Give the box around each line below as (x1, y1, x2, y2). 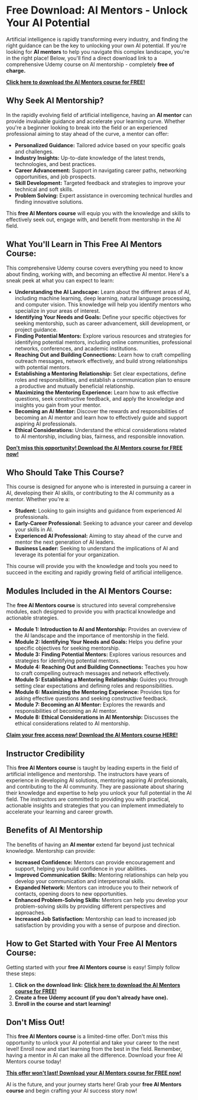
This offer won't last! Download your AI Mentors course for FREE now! (6, 1069, 181, 1076)
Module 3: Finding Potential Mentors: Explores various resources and (14, 651, 187, 658)
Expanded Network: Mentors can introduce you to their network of (14, 884, 179, 891)
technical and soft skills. (14, 186, 74, 193)
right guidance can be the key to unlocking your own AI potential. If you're (6, 42, 187, 49)
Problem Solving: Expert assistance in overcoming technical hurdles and (14, 192, 193, 199)
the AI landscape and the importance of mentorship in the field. (14, 632, 170, 639)
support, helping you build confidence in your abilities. (14, 865, 148, 872)
